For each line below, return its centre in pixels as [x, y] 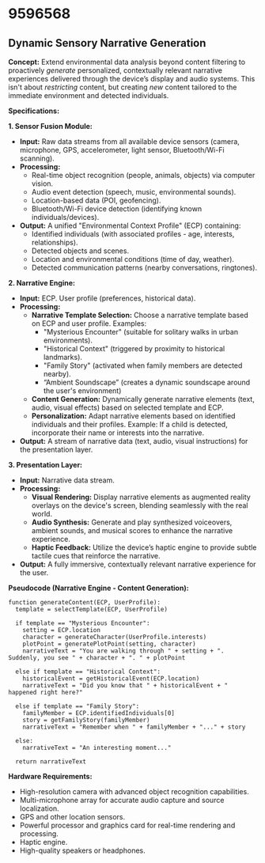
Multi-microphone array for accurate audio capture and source [122, 800]
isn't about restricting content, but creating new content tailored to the [123, 87]
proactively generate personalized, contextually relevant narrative [115, 70]
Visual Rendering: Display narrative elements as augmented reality [141, 497]
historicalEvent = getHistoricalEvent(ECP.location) [111, 679]
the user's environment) [82, 391]
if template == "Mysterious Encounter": [83, 623]
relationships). [55, 242]
